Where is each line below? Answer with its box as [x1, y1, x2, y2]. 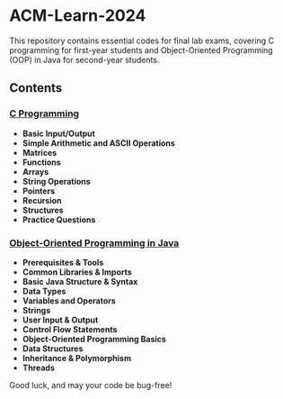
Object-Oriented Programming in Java [9, 236, 180, 249]
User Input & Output [22, 314, 99, 325]
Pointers [22, 186, 56, 196]
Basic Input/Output [22, 128, 96, 139]
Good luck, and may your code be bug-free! [9, 379, 172, 390]
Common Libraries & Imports [22, 267, 132, 277]
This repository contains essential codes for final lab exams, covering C [9, 35, 275, 46]
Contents [9, 80, 63, 95]
